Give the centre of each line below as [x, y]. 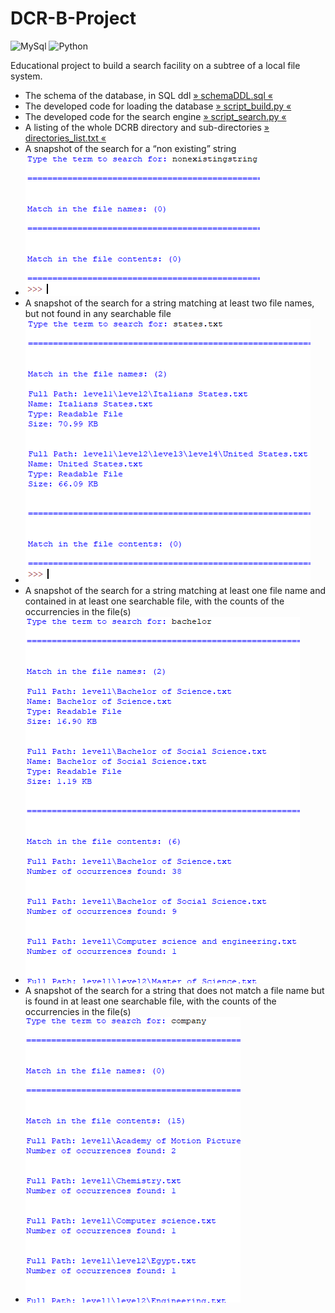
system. [26, 76]
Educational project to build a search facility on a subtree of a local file [155, 65]
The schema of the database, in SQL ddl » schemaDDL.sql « [148, 95]
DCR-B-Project [73, 18]
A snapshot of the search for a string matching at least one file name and [175, 590]
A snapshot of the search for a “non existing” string [130, 148]
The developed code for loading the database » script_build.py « [158, 106]
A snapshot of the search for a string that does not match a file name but [174, 990]
